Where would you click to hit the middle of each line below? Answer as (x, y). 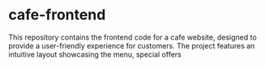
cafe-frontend (57, 15)
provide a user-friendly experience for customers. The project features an (132, 45)
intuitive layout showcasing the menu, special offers (95, 54)
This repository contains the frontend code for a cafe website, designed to (132, 37)
